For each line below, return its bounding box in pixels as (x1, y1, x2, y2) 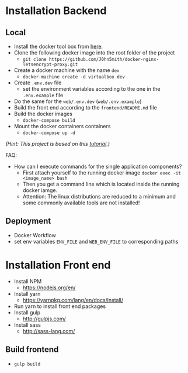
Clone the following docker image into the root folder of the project (13, 49, 175, 56)
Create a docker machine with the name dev (13, 67, 120, 74)
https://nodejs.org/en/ (22, 284, 76, 291)
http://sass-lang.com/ (22, 327, 75, 334)
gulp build (13, 361, 41, 367)
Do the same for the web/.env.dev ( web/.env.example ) (13, 98, 142, 105)
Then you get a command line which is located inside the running (22, 180, 180, 187)
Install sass (13, 321, 41, 328)
